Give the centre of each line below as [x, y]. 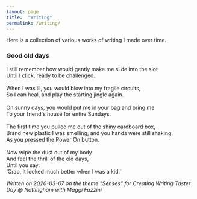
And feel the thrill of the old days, [48, 159]
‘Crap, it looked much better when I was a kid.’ [64, 171]
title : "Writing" [29, 17]
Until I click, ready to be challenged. [51, 75]
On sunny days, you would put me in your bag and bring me [80, 107]
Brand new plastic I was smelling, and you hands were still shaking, [90, 133]
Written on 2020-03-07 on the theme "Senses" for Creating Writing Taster [98, 183]
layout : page [23, 12]
